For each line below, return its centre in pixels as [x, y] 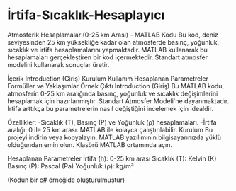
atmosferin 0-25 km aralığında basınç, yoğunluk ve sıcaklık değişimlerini [113, 93]
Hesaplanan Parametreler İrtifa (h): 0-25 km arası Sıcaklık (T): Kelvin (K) [112, 158]
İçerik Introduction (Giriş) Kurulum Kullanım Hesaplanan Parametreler [108, 79]
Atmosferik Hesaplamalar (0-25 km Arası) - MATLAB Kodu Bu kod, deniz [113, 35]
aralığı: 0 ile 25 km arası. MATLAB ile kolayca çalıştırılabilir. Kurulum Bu [110, 129]
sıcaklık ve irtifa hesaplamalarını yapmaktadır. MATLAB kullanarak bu [107, 50]
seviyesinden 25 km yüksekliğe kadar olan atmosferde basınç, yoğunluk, [113, 42]
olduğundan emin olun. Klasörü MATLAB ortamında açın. [90, 144]
